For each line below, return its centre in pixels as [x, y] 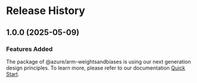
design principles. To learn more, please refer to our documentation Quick [96, 68]
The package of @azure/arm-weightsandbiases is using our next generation [98, 61]
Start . [13, 74]
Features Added [29, 49]
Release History [46, 11]
